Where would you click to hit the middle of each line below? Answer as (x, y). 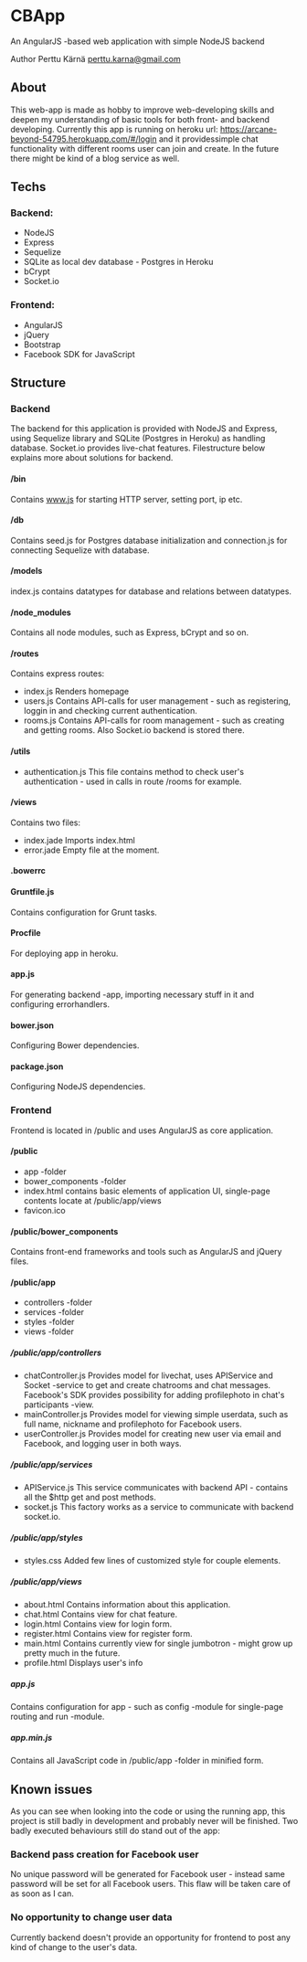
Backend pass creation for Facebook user (105, 1854)
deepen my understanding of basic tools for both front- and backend (140, 119)
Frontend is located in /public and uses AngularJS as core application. (142, 1130)
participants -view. (58, 1405)
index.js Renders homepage (76, 692)
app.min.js (32, 1737)
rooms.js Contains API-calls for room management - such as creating (154, 721)
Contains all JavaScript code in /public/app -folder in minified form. (137, 1761)
